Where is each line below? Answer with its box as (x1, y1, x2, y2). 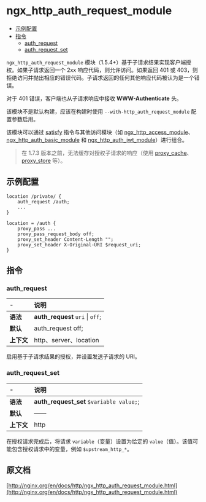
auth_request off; (34, 324, 83, 332)
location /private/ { (6, 193, 62, 200)
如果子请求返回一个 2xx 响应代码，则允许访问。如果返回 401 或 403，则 (17, 66, 198, 74)
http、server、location (34, 336, 99, 345)
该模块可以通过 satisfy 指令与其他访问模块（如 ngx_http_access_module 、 (6, 128, 194, 136)
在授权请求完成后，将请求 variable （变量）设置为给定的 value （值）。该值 (6, 437, 193, 445)
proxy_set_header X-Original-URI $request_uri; (17, 241, 141, 248)
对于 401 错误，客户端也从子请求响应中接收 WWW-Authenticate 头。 (6, 95, 182, 102)
